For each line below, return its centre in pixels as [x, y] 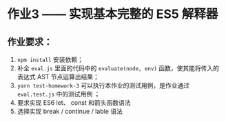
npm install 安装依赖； [50, 60]
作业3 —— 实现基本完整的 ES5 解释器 [113, 14]
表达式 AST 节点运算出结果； [58, 77]
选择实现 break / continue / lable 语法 [70, 111]
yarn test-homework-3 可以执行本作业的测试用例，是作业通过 [103, 85]
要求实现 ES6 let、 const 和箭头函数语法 [74, 103]
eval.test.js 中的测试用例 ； [59, 94]
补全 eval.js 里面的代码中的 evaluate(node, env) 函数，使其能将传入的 [118, 68]
